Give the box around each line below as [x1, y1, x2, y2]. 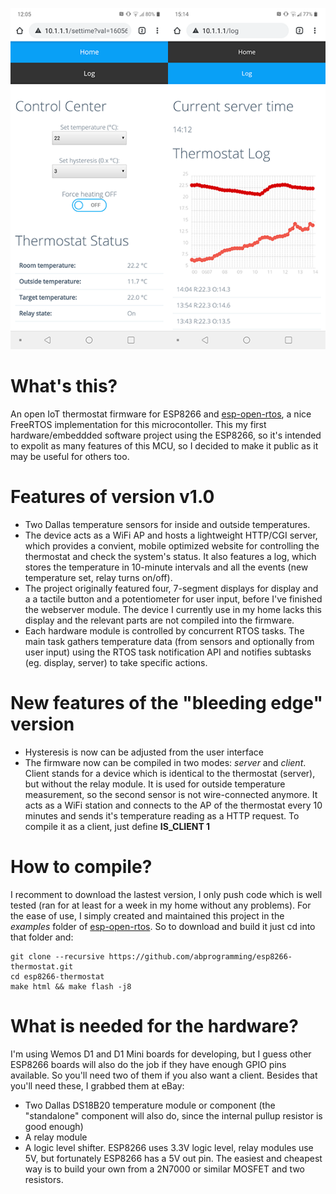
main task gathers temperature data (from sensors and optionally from [24, 635, 315, 647]
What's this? [10, 375, 118, 398]
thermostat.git [10, 961, 74, 972]
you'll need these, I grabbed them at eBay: [10, 1079, 185, 1092]
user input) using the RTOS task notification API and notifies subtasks [24, 646, 312, 658]
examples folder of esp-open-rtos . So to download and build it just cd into [10, 920, 316, 932]
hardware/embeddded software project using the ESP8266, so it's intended [10, 429, 322, 441]
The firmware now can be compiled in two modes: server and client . [24, 756, 307, 768]
